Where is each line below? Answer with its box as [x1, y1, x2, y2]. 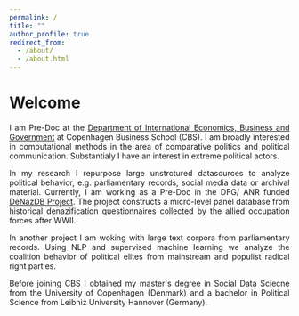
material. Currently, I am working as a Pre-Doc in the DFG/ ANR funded [9, 186, 290, 197]
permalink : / [9, 12, 58, 22]
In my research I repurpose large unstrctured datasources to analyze [9, 167, 290, 178]
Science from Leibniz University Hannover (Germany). [9, 296, 207, 307]
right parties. [9, 260, 56, 271]
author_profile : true [9, 29, 90, 38]
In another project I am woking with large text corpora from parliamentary [9, 232, 290, 243]
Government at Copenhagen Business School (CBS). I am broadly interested [9, 131, 290, 142]
